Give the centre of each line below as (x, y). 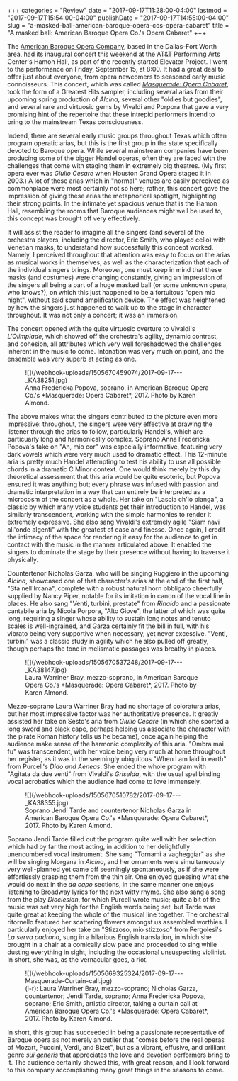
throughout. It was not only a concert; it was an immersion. (93, 315)
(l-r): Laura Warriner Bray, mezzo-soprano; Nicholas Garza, (112, 988)
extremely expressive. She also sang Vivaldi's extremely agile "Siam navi (114, 522)
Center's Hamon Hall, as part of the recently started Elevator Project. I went (118, 62)
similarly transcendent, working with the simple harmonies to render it (109, 514)
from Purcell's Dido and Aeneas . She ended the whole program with (107, 766)
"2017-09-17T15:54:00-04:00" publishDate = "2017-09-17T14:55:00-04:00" (118, 18)
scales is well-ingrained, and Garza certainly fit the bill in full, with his (108, 626)
